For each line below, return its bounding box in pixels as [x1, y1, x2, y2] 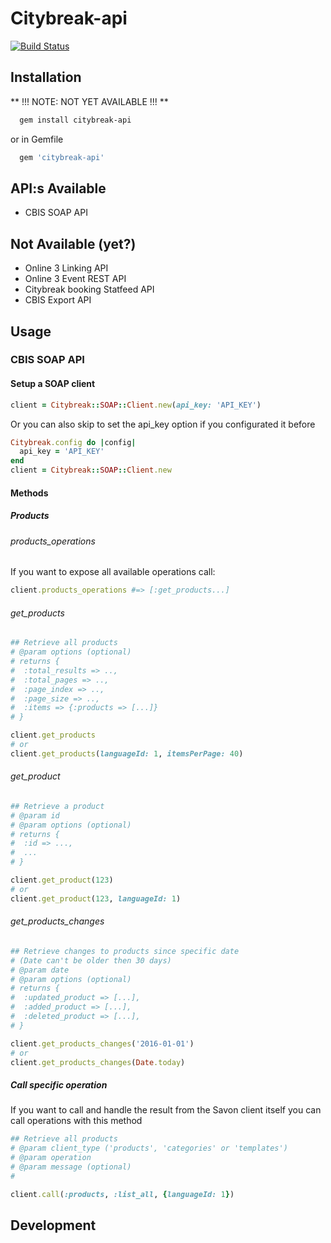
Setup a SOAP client [10, 378, 96, 390]
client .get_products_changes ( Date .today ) [10, 1057, 186, 1067]
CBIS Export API [24, 294, 92, 306]
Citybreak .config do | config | [10, 437, 137, 447]
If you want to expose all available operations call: [10, 566, 216, 578]
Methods [10, 487, 49, 499]
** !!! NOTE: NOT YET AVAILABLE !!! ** [10, 95, 169, 107]
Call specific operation [10, 1079, 108, 1091]
